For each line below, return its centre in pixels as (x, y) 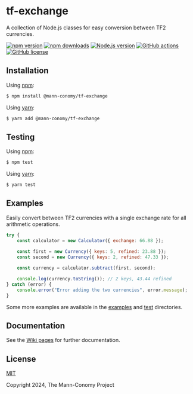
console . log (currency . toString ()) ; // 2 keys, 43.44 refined (94, 279)
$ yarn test (21, 185)
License (21, 359)
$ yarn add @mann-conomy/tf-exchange (53, 118)
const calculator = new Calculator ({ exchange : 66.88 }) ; (90, 240)
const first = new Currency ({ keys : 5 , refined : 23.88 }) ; (92, 251)
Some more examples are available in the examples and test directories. (94, 307)
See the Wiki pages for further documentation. (63, 340)
